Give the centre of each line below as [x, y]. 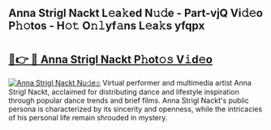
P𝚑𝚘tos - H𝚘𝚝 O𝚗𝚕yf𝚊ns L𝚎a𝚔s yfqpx [107, 26]
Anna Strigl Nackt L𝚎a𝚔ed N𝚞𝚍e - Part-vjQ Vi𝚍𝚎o [136, 13]
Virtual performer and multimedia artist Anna [177, 83]
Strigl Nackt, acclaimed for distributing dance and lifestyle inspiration [124, 92]
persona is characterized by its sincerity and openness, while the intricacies [135, 109]
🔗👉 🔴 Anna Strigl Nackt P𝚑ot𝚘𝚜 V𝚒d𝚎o [111, 59]
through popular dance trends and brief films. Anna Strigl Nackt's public [129, 101]
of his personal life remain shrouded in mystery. [88, 117]
